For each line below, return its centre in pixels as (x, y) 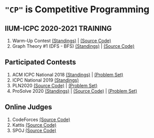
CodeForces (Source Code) (41, 120)
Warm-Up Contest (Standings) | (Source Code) (62, 41)
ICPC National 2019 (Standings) (45, 80)
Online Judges (28, 107)
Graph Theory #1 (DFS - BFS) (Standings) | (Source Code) (73, 46)
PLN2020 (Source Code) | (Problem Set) (55, 85)
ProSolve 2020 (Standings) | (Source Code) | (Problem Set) (75, 91)
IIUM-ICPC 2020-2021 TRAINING (58, 28)
